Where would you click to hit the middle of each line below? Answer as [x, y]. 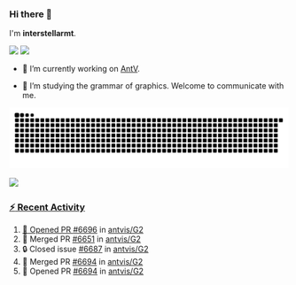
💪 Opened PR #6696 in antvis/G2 [83, 230]
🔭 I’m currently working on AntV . [81, 69]
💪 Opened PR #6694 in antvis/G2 [83, 271]
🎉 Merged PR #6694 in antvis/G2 [82, 262]
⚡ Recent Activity [47, 207]
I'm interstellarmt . [43, 34]
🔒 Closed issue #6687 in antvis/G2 [85, 249]
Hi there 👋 [31, 14]
